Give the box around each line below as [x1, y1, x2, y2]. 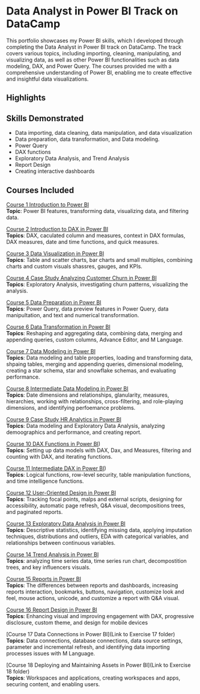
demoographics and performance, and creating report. [6, 429, 142, 436]
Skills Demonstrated [6, 113, 84, 123]
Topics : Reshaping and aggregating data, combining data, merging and [6, 329, 183, 336]
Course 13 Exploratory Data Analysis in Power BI [6, 519, 126, 527]
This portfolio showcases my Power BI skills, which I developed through [6, 37, 184, 44]
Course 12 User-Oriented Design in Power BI [6, 489, 116, 496]
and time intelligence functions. [6, 477, 84, 485]
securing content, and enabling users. [6, 680, 100, 687]
